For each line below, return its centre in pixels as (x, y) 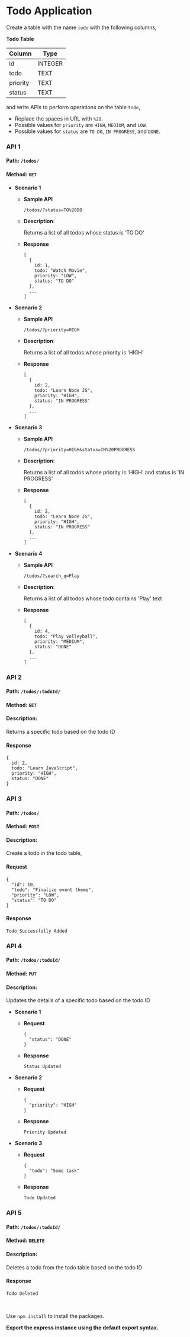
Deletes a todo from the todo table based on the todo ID (74, 1267)
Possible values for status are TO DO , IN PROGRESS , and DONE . (88, 131)
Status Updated (42, 1067)
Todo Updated (40, 1198)
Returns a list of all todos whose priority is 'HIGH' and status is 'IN (104, 472)
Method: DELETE (25, 1241)
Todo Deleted (22, 1293)
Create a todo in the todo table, (44, 853)
